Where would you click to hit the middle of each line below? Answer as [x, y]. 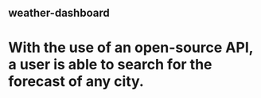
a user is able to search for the [110, 64]
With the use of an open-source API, [130, 47]
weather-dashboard [59, 13]
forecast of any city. [76, 81]
